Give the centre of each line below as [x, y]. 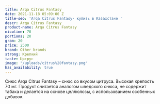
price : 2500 [17, 45]
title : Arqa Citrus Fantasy [33, 9]
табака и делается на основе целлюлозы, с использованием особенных [80, 91]
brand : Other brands [26, 50]
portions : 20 [18, 37]
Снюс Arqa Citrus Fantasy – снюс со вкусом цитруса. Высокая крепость [80, 81]
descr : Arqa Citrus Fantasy [33, 23]
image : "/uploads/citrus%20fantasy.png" [47, 63]
